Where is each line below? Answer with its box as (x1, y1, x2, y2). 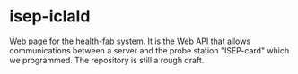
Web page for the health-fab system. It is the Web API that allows (9, 36, 251, 46)
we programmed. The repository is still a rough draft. (9, 54, 205, 65)
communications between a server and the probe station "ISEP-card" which (9, 45, 290, 55)
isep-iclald (9, 6, 91, 27)
